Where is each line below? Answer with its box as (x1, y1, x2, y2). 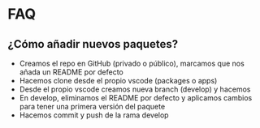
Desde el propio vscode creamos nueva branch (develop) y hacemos (19, 84, 251, 94)
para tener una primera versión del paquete (19, 102, 166, 111)
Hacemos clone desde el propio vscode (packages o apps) (19, 76, 218, 85)
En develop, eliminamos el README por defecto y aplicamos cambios (19, 93, 253, 102)
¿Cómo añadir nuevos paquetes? (7, 37, 179, 51)
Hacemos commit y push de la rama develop (19, 110, 169, 120)
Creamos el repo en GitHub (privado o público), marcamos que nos (19, 58, 245, 68)
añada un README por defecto (19, 67, 123, 77)
